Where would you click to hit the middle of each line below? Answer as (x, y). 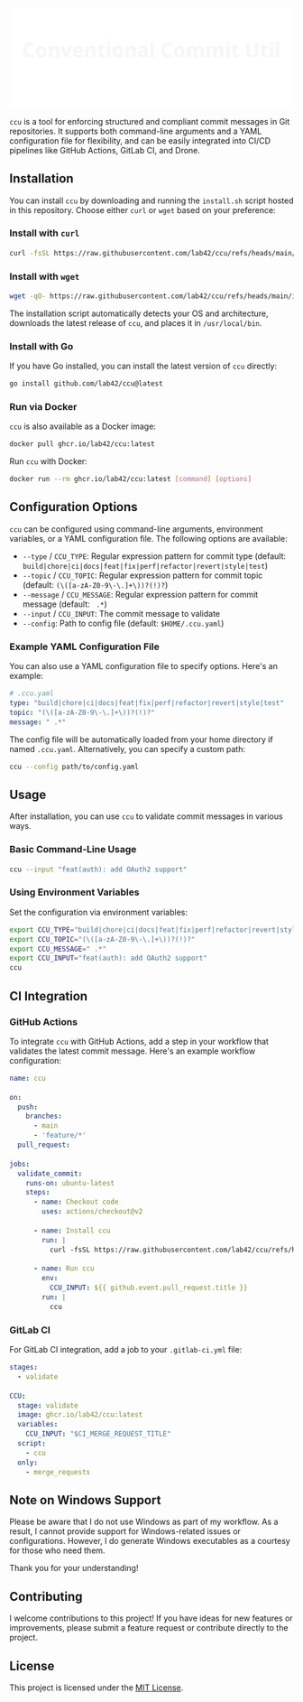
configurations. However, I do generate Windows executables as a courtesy (150, 1541)
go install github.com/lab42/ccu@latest (87, 384)
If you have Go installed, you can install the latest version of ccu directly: (143, 366)
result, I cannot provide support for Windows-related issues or (125, 1531)
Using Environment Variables (74, 892)
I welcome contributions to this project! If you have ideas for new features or (151, 1618)
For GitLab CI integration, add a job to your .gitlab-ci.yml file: (126, 1350)
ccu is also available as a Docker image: (83, 426)
